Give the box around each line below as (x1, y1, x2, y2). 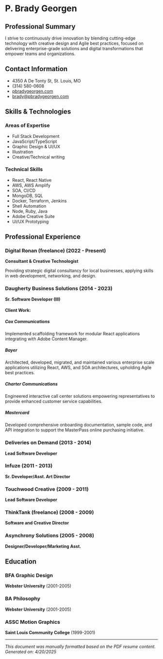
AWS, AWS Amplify (12, 182, 51, 188)
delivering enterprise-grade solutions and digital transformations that (5, 46, 143, 51)
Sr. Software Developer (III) (5, 296, 61, 302)
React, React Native (12, 177, 52, 183)
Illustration (12, 149, 33, 155)
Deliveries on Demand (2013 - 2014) (5, 439, 92, 446)
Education (5, 558, 37, 566)
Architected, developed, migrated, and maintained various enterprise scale (5, 359, 154, 366)
